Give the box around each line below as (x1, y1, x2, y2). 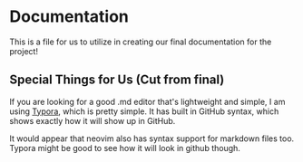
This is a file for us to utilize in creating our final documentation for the (9, 36, 272, 47)
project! (9, 45, 39, 56)
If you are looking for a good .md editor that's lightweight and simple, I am (9, 96, 286, 107)
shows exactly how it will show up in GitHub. (9, 115, 176, 126)
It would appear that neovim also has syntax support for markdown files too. (9, 133, 295, 144)
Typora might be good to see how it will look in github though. (9, 142, 240, 153)
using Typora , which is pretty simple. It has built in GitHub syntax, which (9, 106, 279, 117)
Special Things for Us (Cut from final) (9, 72, 225, 88)
